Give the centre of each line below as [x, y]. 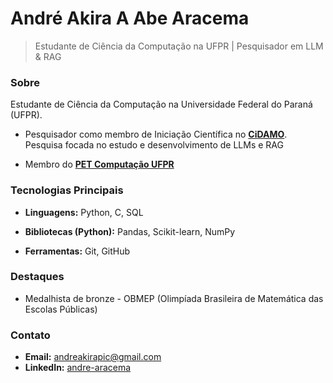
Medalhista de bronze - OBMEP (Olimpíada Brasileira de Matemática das [174, 298]
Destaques [37, 277]
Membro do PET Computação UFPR [99, 164]
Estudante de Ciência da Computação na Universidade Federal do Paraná [161, 104]
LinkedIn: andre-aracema [78, 368]
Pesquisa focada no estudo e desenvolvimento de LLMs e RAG [154, 145]
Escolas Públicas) [61, 309]
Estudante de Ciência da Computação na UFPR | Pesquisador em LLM [179, 46]
